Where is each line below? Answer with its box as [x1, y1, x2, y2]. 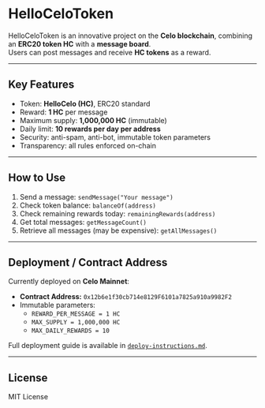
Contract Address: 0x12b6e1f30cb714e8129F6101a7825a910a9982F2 [19, 292, 233, 301]
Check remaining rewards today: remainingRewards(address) [19, 208, 216, 218]
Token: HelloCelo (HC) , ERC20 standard [19, 99, 151, 108]
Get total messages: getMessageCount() [19, 217, 147, 226]
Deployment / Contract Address [8, 256, 168, 269]
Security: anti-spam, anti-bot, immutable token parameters [19, 132, 211, 142]
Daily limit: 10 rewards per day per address [19, 124, 162, 133]
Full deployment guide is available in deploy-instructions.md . [8, 341, 207, 350]
